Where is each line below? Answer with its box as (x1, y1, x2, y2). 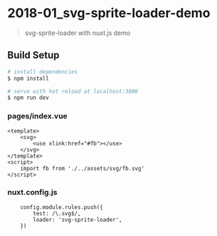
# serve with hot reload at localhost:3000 (7, 88, 139, 95)
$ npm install (7, 75, 50, 82)
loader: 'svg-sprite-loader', (33, 216, 122, 223)
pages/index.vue (7, 111, 68, 121)
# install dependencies (7, 68, 78, 76)
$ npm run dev (7, 94, 50, 101)
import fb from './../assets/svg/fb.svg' (20, 165, 144, 172)
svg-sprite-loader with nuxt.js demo (24, 29, 131, 37)
